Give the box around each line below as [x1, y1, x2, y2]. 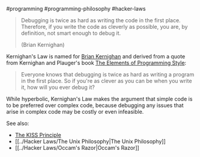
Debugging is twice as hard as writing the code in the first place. [20, 17, 181, 23]
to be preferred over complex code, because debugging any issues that [6, 102, 184, 109]
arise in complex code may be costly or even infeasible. [6, 108, 144, 115]
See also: [6, 120, 29, 127]
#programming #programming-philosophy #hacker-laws [6, 5, 146, 12]
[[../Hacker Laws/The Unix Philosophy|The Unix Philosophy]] [14, 138, 166, 145]
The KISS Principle [14, 132, 61, 138]
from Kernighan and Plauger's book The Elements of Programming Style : [6, 60, 187, 66]
